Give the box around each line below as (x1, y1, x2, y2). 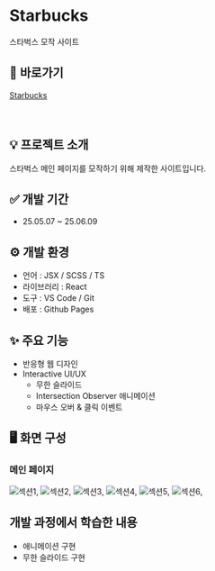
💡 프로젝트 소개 (9, 137, 89, 153)
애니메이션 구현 (22, 540, 76, 551)
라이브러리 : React (22, 281, 87, 293)
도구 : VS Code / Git (22, 293, 94, 304)
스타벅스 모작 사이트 (9, 36, 79, 47)
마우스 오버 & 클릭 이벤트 (35, 402, 123, 412)
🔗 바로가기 (9, 65, 65, 81)
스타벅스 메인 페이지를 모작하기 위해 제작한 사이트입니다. (9, 163, 207, 174)
